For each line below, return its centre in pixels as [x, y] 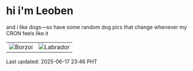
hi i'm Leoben [40, 11]
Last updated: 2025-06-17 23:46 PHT [52, 61]
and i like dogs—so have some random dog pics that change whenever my [96, 27]
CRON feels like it [27, 33]
